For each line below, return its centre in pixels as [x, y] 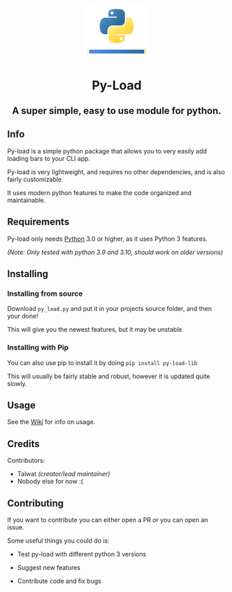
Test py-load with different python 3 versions [82, 555]
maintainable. [26, 200]
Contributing [35, 503]
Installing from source [45, 294]
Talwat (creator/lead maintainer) [64, 474]
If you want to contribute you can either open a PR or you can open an [108, 520]
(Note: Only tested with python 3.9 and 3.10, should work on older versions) [115, 252]
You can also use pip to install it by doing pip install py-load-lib [102, 362]
